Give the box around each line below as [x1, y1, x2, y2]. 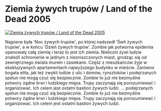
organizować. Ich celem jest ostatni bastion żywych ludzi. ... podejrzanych [5, 85, 153, 91]
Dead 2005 [5, 14, 51, 25]
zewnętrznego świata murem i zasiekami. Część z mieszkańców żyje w [5, 59, 147, 65]
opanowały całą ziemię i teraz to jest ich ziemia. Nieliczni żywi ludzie [5, 49, 142, 55]
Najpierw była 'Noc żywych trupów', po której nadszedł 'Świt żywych [5, 39, 143, 44]
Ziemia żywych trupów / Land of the [5, 3, 153, 14]
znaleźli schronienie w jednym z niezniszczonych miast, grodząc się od [5, 54, 147, 60]
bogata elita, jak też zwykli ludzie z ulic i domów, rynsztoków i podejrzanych [5, 69, 157, 75]
